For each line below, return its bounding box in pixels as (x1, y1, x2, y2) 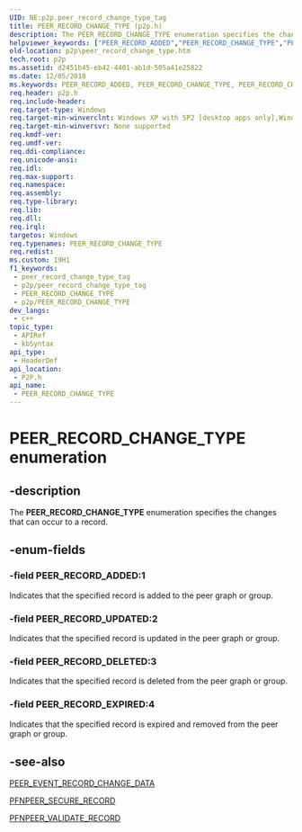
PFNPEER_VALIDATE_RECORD (9, 813, 121, 824)
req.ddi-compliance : (9, 147, 87, 156)
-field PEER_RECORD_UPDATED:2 (9, 613, 158, 625)
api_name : (9, 381, 47, 390)
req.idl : (9, 164, 42, 173)
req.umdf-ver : (9, 139, 63, 148)
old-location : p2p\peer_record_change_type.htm (9, 47, 191, 56)
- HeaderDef (13, 356, 58, 365)
